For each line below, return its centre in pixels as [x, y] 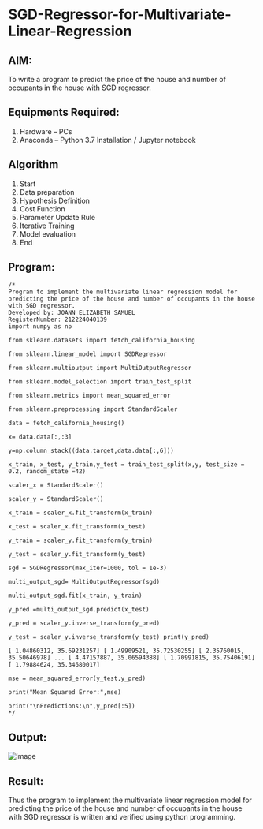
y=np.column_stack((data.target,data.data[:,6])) [91, 451]
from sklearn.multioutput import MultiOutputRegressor [100, 368]
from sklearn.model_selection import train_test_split [100, 382]
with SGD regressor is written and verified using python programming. [122, 817]
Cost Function [42, 209]
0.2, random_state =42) [47, 472]
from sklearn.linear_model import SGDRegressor [88, 354]
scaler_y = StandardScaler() [56, 499]
